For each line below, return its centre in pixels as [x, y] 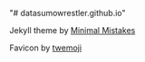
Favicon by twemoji [46, 48]
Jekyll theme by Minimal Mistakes [72, 30]
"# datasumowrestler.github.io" [68, 13]
